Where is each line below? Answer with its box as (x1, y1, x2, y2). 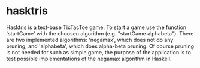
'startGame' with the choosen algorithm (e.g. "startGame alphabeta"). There (6, 30, 194, 37)
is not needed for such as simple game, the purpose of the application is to (6, 48, 192, 56)
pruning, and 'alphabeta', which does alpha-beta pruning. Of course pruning (6, 43, 195, 50)
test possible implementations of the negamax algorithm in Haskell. (6, 55, 172, 62)
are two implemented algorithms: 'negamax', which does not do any (6, 36, 174, 43)
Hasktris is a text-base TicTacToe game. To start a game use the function (6, 24, 187, 31)
